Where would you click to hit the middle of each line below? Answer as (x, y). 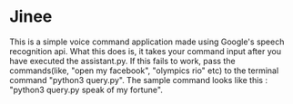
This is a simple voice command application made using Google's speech (147, 42)
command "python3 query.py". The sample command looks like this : (139, 80)
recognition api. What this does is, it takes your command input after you (146, 51)
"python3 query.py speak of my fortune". (86, 90)
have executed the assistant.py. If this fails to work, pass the (122, 61)
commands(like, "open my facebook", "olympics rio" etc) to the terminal (144, 71)
